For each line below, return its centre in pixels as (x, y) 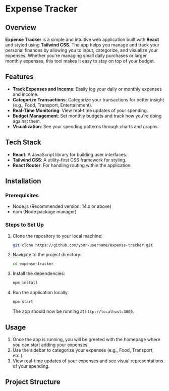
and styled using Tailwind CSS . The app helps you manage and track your (82, 45)
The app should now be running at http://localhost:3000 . (73, 311)
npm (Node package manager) (44, 212)
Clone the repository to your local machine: (57, 236)
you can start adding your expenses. (51, 345)
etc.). (18, 355)
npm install (25, 283)
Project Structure (33, 382)
